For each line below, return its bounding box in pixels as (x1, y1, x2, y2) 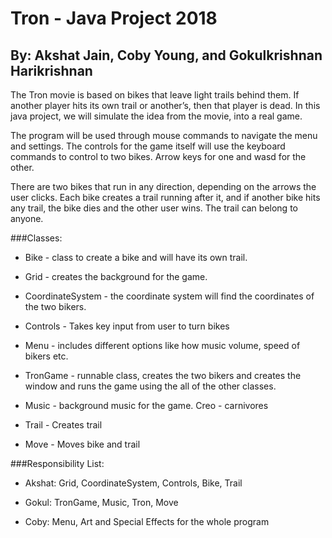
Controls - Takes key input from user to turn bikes (24, 320, 230, 332)
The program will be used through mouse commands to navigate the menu (10, 130, 318, 141)
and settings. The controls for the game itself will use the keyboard (10, 140, 286, 152)
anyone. (10, 213, 44, 224)
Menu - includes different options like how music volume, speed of (24, 340, 301, 351)
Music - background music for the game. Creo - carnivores (24, 400, 269, 411)
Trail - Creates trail (24, 419, 103, 431)
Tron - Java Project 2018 (10, 7, 218, 30)
